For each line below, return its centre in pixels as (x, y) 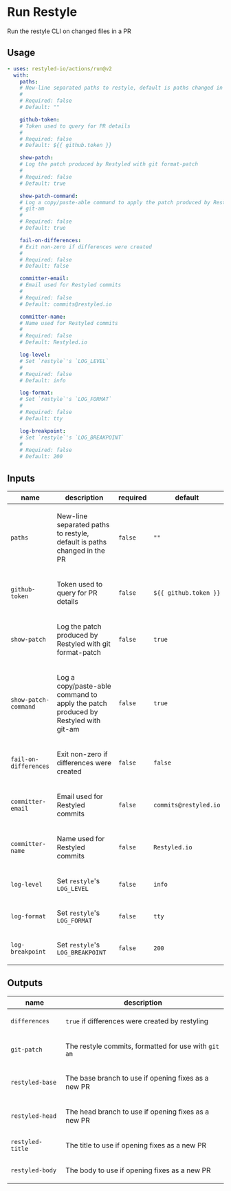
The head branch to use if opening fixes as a (137, 1112)
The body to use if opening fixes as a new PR (138, 1170)
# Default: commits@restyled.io (66, 304)
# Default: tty (41, 418)
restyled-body (34, 1170)
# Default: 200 (41, 457)
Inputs (21, 478)
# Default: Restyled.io (54, 342)
